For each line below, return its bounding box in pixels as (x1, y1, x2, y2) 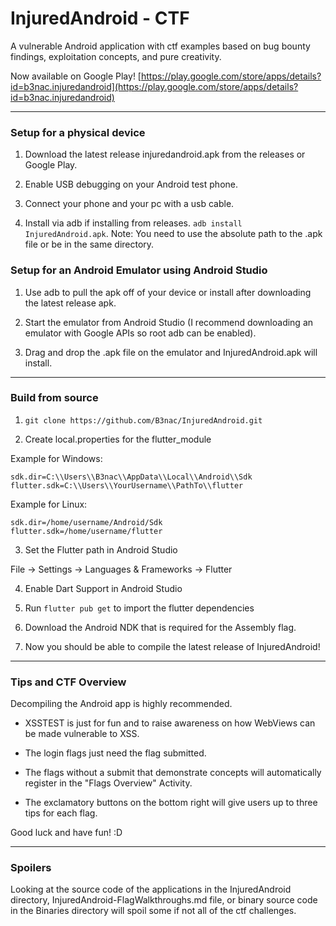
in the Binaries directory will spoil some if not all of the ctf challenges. (10, 905, 297, 917)
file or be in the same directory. (24, 238, 155, 251)
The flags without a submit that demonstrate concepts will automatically (24, 767, 322, 779)
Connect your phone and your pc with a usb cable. (24, 198, 235, 210)
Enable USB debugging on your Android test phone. (24, 178, 238, 191)
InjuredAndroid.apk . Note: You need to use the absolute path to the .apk (24, 228, 323, 240)
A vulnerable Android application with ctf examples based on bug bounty (10, 40, 311, 52)
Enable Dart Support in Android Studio (24, 582, 183, 594)
